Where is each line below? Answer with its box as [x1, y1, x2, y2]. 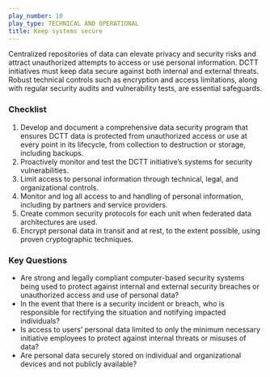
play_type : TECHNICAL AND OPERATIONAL [8, 19, 139, 28]
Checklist [8, 104, 47, 115]
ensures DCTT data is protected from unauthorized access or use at [19, 131, 248, 140]
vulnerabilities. [19, 165, 70, 175]
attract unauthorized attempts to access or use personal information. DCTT [8, 58, 259, 67]
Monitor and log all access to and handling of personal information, [19, 191, 244, 201]
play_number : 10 [8, 11, 63, 20]
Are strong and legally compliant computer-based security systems [19, 272, 245, 282]
